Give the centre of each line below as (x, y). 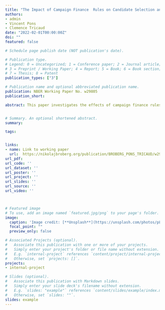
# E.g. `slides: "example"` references (48, 290)
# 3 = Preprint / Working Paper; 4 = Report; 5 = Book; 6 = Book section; (83, 69)
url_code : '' (18, 163)
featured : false (22, 42)
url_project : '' (22, 177)
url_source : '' (21, 186)
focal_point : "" (26, 227)
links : (12, 145)
